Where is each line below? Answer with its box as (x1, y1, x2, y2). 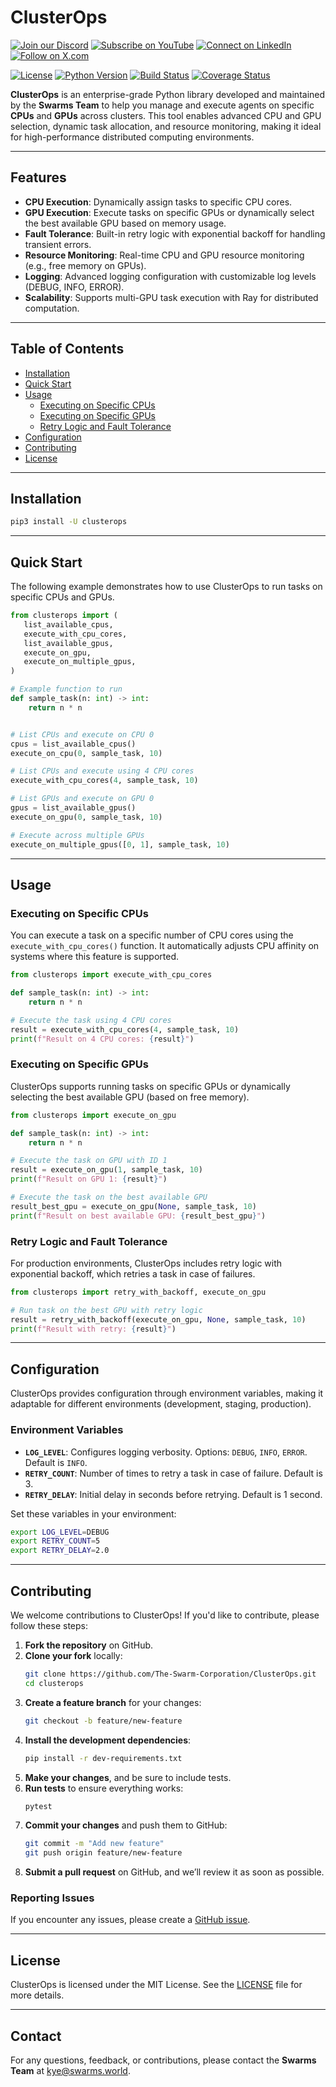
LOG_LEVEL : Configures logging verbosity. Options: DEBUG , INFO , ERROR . (24, 1446, 308, 1458)
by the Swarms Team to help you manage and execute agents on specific (10, 99, 315, 111)
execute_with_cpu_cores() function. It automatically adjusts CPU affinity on (10, 940, 320, 952)
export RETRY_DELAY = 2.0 (10, 1546, 110, 1556)
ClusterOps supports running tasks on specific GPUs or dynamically (10, 1080, 291, 1092)
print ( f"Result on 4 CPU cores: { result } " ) (10, 1034, 195, 1044)
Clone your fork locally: (24, 1650, 123, 1662)
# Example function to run (10, 684, 123, 695)
